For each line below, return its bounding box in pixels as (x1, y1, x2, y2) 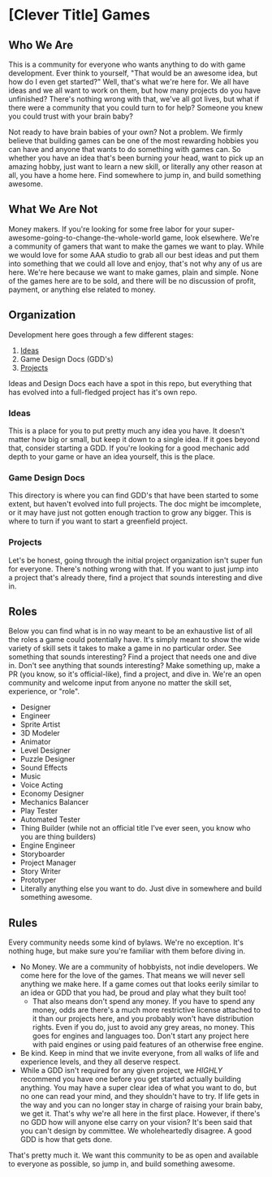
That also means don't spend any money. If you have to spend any (32, 997, 256, 1006)
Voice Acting (19, 780, 63, 790)
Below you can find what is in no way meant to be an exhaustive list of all (8, 626, 253, 636)
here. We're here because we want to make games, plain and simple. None (8, 267, 259, 277)
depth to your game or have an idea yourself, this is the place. (8, 451, 215, 461)
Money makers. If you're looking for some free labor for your (8, 224, 211, 233)
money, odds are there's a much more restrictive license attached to (32, 1005, 261, 1015)
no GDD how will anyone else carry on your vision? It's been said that (19, 1118, 253, 1127)
